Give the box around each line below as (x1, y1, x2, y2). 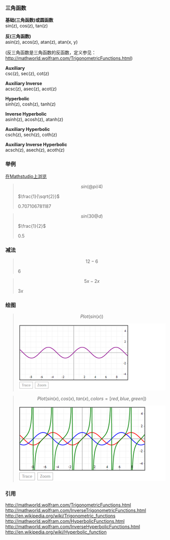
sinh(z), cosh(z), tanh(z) (5, 101, 56, 107)
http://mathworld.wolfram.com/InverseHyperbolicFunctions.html (5, 524, 140, 530)
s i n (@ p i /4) (80, 183, 103, 190)
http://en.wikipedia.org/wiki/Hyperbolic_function (5, 529, 107, 535)
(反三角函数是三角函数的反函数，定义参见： (5, 49, 97, 56)
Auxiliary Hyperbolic (5, 126, 50, 132)
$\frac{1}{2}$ (17, 223, 46, 229)
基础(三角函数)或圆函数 (5, 17, 53, 23)
